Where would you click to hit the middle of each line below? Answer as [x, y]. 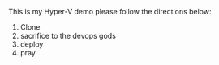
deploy [32, 44]
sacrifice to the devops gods [68, 36]
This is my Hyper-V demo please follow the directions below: [110, 12]
